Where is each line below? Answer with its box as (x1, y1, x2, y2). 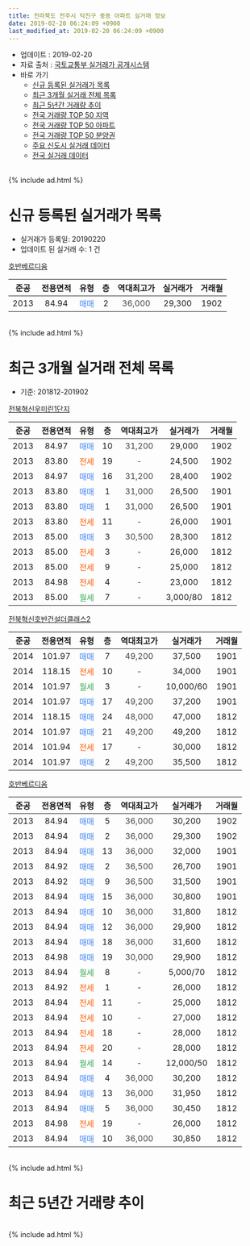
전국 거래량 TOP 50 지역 (31, 110, 109, 120)
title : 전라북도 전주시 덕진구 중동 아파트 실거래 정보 (8, 11, 166, 20)
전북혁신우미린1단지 (8, 404, 70, 414)
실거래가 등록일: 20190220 (19, 235, 106, 244)
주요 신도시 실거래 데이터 (31, 140, 110, 150)
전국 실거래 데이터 (31, 151, 89, 160)
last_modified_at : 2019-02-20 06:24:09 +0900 (8, 27, 164, 35)
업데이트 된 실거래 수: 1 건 (19, 244, 101, 254)
